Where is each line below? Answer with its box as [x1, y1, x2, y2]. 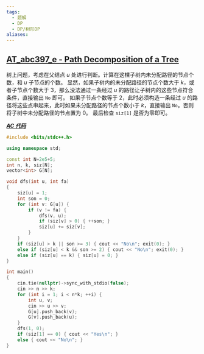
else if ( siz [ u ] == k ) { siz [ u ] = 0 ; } [17, 252, 119, 258]
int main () [6, 269, 34, 275]
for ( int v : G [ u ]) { [17, 201, 69, 207]
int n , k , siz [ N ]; [6, 162, 53, 168]
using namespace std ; [6, 145, 62, 151]
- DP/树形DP [12, 26, 41, 32]
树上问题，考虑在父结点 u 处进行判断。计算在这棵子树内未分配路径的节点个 [6, 71, 194, 78]
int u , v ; [28, 297, 53, 303]
